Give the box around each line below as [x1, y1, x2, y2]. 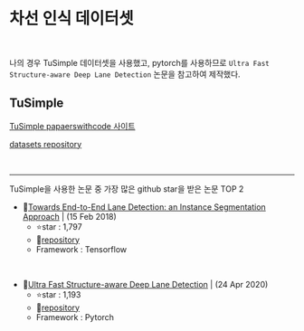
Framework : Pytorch [35, 311, 115, 322]
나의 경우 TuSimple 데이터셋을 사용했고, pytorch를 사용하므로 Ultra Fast [9, 57, 270, 68]
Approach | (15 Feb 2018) [22, 211, 118, 222]
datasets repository [9, 138, 82, 149]
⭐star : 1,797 [35, 221, 83, 232]
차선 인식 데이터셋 [9, 8, 134, 29]
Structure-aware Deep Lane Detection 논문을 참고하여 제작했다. [9, 69, 242, 80]
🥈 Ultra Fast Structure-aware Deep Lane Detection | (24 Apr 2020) [22, 279, 269, 289]
